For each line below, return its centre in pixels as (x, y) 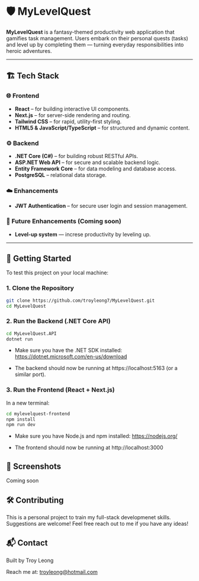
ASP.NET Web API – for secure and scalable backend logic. (88, 162)
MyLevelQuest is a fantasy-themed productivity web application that (90, 32)
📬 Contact (27, 543)
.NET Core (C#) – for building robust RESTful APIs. (76, 156)
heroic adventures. (29, 50)
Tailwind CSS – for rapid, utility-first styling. (68, 121)
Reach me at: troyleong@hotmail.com (52, 571)
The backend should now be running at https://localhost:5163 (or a (96, 368)
